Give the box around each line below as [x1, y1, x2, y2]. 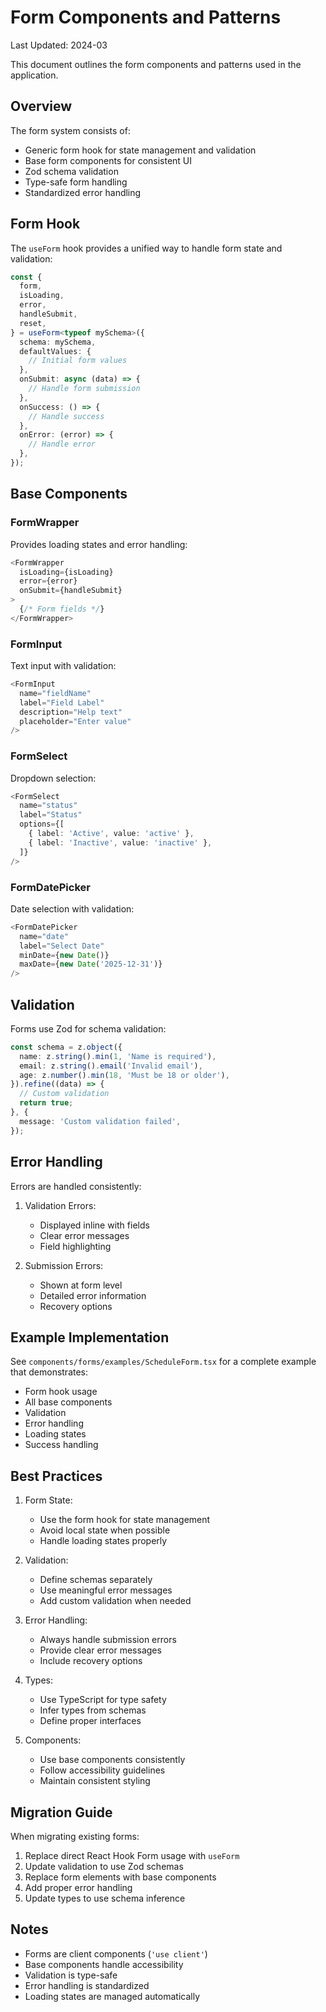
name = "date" [19, 931, 70, 941]
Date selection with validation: [10, 902, 135, 915]
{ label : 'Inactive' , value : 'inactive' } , [28, 837, 213, 848]
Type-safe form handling [24, 176, 128, 188]
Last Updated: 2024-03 [10, 39, 108, 51]
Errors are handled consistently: [10, 1180, 142, 1192]
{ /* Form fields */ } [19, 604, 105, 614]
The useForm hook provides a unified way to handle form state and [10, 242, 283, 254]
